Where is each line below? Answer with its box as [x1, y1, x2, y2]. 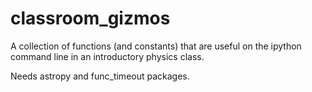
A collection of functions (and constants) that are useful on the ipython [10, 40, 302, 52]
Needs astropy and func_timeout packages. [10, 70, 190, 82]
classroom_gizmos [10, 7, 171, 30]
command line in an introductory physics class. [10, 50, 205, 62]
